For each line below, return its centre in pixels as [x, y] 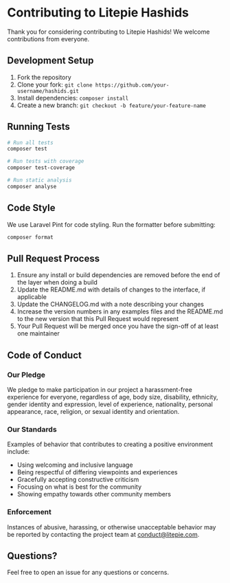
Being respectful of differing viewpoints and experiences [97, 472]
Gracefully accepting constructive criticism [78, 480]
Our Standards [32, 429]
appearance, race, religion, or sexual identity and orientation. [93, 411]
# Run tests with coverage [46, 162]
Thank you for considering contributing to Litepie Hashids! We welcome [108, 32]
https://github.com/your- [132, 85]
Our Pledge [26, 375]
